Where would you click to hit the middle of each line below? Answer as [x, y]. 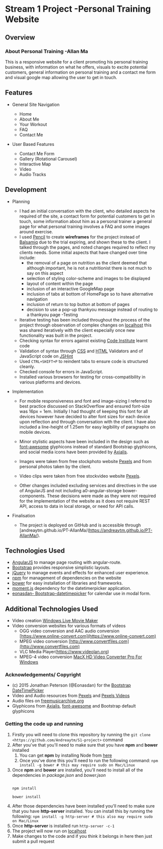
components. [33, 496]
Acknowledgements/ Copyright [43, 675]
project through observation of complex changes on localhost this [85, 325]
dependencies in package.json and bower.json [59, 775]
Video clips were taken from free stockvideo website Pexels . [80, 476]
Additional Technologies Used [52, 609]
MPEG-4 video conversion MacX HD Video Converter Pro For [81, 657]
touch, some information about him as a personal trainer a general [86, 221]
